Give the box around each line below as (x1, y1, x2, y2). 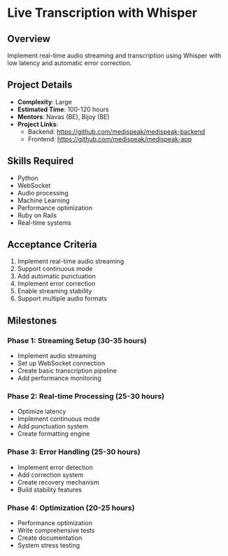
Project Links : (17, 120, 59, 128)
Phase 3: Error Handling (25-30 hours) (7, 447, 141, 457)
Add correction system (17, 471, 84, 479)
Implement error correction (17, 279, 96, 288)
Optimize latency (17, 408, 66, 416)
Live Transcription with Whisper (7, 5, 198, 21)
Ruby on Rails (17, 211, 57, 219)
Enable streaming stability (17, 287, 92, 296)
